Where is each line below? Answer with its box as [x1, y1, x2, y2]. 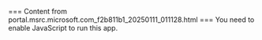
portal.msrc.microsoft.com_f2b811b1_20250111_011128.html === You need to [8, 15, 255, 24]
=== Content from [8, 7, 67, 16]
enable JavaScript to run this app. [8, 24, 118, 32]
